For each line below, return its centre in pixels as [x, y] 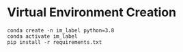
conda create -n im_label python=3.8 [61, 30]
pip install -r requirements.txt [55, 42]
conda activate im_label [42, 36]
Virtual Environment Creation [91, 12]
